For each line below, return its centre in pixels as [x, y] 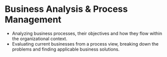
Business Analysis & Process [66, 9]
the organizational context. [40, 39]
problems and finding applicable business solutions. [66, 49]
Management [33, 20]
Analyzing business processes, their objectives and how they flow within [87, 33]
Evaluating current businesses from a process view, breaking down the [85, 44]
